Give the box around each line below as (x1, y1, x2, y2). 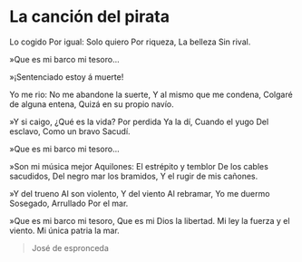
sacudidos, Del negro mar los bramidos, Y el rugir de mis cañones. (9, 170, 258, 181)
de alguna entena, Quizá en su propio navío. (9, 98, 174, 110)
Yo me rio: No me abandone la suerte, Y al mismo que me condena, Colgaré (9, 89, 293, 100)
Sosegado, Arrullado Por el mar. (9, 198, 129, 209)
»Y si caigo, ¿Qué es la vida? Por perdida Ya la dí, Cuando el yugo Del (9, 116, 269, 127)
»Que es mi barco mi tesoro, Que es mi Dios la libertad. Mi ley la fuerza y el (9, 215, 290, 226)
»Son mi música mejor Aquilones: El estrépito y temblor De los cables (9, 160, 269, 171)
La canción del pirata (9, 6, 170, 27)
